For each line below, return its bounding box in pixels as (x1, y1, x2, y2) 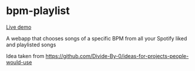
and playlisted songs (6, 41, 56, 48)
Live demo (6, 23, 32, 31)
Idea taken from (6, 52, 45, 59)
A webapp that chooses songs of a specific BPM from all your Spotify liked (6, 35, 187, 42)
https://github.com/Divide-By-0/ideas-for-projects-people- (45, 52, 189, 59)
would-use (6, 59, 32, 66)
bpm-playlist (6, 4, 70, 18)
